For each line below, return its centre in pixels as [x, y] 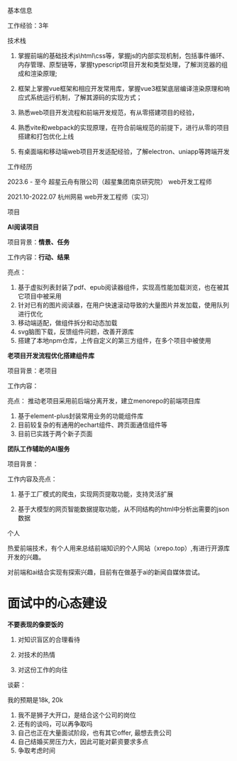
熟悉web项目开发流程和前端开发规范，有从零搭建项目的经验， [108, 113]
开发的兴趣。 [26, 557]
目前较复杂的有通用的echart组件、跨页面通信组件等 [93, 425]
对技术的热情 [36, 655]
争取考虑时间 [36, 750]
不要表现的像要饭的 [35, 624]
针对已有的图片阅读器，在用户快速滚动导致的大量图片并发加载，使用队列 [123, 305]
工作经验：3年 [28, 26]
